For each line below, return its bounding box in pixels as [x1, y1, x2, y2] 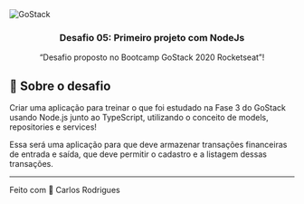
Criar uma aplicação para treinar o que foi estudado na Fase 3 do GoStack [9, 102, 287, 113]
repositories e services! [9, 121, 98, 132]
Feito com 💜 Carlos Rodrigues [9, 185, 120, 196]
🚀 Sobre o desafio [9, 78, 111, 93]
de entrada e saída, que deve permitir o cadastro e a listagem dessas [9, 149, 267, 160]
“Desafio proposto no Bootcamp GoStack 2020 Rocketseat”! [39, 52, 265, 63]
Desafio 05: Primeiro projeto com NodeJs [59, 31, 245, 44]
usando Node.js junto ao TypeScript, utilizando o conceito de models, [9, 112, 269, 123]
